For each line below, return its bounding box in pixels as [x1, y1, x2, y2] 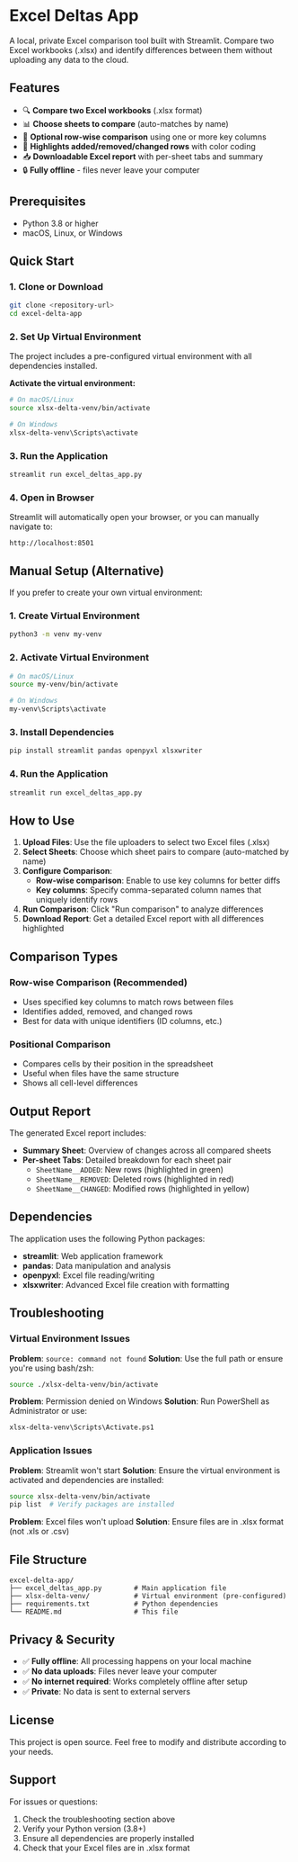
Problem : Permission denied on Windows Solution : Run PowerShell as [9, 1396, 270, 1407]
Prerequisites [9, 194, 86, 210]
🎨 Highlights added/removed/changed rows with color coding [22, 140, 256, 151]
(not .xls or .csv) [9, 1526, 70, 1537]
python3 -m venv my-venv [9, 630, 102, 639]
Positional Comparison [9, 1038, 111, 1050]
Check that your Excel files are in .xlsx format [22, 1842, 190, 1853]
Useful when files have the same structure [22, 1068, 180, 1079]
